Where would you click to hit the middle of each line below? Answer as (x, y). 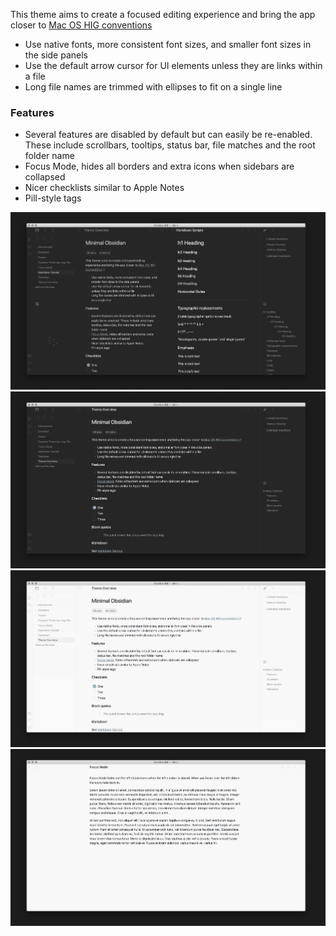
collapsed (45, 177)
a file (35, 76)
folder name (49, 156)
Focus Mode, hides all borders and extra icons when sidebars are (159, 166)
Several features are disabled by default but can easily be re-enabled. (168, 135)
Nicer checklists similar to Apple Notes (104, 188)
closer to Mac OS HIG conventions (81, 25)
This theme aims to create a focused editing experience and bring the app (163, 14)
